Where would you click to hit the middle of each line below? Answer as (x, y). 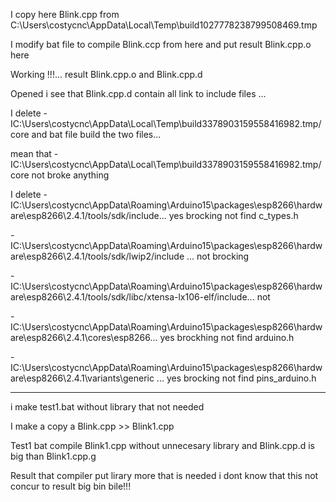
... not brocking (218, 256)
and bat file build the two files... (96, 134)
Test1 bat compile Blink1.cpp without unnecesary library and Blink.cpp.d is (163, 445)
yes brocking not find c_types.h (233, 215)
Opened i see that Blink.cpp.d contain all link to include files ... (138, 93)
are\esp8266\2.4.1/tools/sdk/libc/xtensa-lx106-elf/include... (132, 297)
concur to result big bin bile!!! (71, 486)
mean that (31, 153)
